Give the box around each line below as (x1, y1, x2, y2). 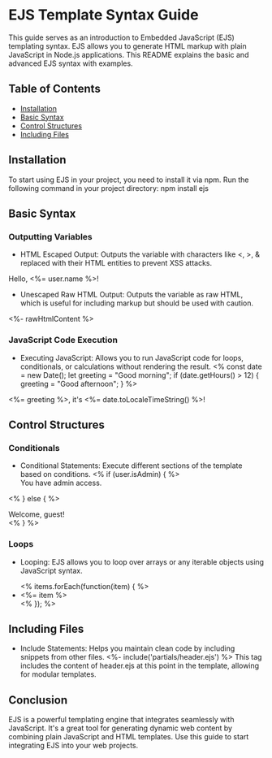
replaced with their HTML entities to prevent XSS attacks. (19, 258, 213, 268)
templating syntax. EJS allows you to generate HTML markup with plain (8, 41, 247, 50)
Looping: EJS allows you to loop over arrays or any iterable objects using (19, 557, 265, 566)
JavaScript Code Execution (8, 335, 118, 346)
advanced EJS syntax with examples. (8, 58, 133, 68)
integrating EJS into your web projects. (8, 741, 139, 751)
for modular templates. (19, 669, 97, 679)
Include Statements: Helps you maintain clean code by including (19, 643, 235, 653)
